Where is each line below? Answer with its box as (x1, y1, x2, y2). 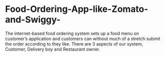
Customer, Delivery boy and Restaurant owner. (5, 46, 101, 52)
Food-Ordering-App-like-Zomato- (5, 3, 149, 15)
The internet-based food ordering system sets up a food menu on (5, 30, 139, 36)
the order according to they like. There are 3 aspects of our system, (5, 41, 143, 47)
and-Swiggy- (5, 14, 61, 25)
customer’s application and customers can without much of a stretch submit (5, 36, 161, 42)
